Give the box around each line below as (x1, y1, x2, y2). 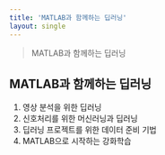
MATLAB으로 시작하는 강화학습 (22, 136, 132, 147)
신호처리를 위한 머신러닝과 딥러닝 (22, 114, 138, 124)
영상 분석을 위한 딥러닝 (22, 102, 102, 113)
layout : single (9, 22, 66, 31)
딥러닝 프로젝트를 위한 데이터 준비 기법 (22, 124, 157, 135)
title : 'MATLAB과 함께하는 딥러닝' (9, 13, 127, 23)
